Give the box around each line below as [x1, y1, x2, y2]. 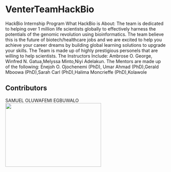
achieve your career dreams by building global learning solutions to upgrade [5, 42, 166, 48]
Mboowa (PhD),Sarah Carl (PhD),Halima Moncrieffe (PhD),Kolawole [5, 69, 147, 75]
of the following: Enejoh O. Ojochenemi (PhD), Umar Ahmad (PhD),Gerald [5, 64, 159, 70]
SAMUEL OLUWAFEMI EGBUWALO [5, 97, 79, 103]
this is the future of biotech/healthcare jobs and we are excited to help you [5, 37, 162, 43]
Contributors [5, 84, 47, 93]
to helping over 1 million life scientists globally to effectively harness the [5, 25, 156, 32]
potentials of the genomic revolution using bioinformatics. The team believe [5, 31, 164, 37]
